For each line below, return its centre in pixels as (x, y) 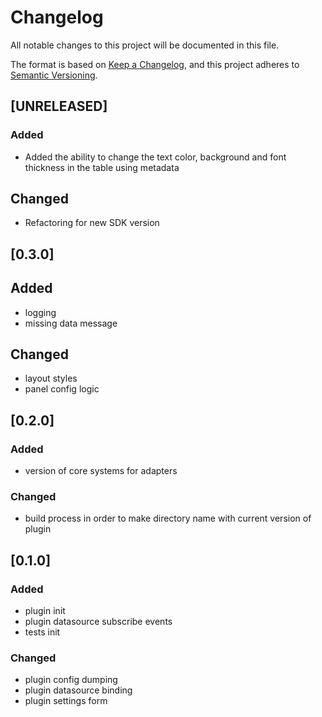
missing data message (71, 323)
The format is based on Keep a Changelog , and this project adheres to (155, 64)
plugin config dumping (71, 680)
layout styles (51, 378)
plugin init (45, 611)
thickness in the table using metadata (102, 167)
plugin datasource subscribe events (98, 622)
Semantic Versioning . (54, 75)
